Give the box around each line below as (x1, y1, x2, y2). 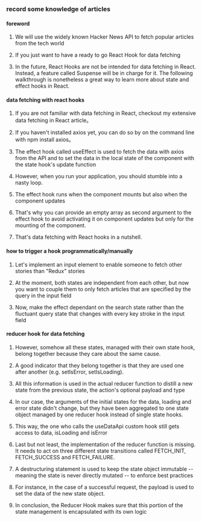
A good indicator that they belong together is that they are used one (14, 361, 184, 369)
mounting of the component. (14, 222, 86, 229)
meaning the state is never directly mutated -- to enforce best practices (14, 471, 194, 479)
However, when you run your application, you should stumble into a (14, 173, 183, 180)
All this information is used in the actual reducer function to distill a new (14, 380, 193, 387)
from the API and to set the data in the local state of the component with (14, 155, 195, 162)
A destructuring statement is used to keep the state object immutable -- (14, 465, 194, 473)
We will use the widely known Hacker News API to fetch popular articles (14, 33, 194, 40)
